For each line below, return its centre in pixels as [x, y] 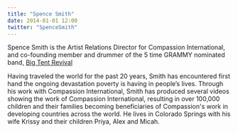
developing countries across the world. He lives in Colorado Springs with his [119, 114]
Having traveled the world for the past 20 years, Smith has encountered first [119, 76]
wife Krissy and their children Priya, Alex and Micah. [83, 122]
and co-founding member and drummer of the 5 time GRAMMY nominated [116, 55]
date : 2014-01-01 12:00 [43, 21]
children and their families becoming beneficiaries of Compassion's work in [118, 107]
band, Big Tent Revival [40, 63]
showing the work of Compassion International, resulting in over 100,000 [114, 99]
